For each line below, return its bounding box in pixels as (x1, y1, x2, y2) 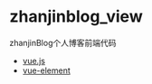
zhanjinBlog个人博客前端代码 (9, 37, 117, 48)
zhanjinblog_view (9, 6, 143, 27)
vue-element (22, 65, 71, 76)
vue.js (22, 55, 45, 66)
